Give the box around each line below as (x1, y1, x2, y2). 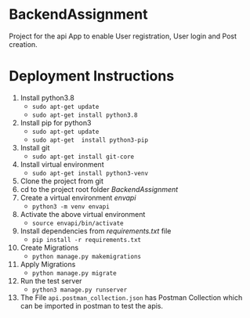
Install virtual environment (20, 159, 104, 169)
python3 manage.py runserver (31, 286, 128, 294)
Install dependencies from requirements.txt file (20, 226, 172, 236)
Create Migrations (20, 243, 79, 252)
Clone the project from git (20, 176, 104, 186)
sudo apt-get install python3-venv (31, 169, 148, 177)
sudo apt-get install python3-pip (31, 136, 148, 144)
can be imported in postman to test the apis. (20, 301, 164, 310)
